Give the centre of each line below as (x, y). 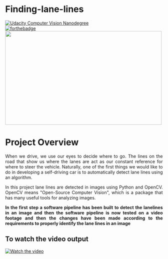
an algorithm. (19, 177)
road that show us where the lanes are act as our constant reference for (84, 161)
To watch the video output (47, 239)
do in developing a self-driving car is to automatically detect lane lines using (84, 172)
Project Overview (42, 142)
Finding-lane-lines (44, 9)
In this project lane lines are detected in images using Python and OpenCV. (84, 187)
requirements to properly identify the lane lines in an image (68, 223)
